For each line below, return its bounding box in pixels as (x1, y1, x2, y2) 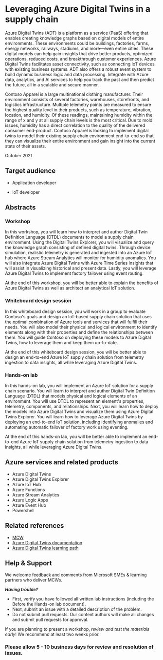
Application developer (12, 180, 56, 186)
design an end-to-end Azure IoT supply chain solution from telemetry (5, 354, 145, 360)
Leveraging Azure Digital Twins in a (5, 3, 151, 15)
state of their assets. (5, 143, 46, 149)
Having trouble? (5, 587, 38, 593)
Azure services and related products (5, 458, 118, 467)
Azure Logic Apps (12, 497, 49, 503)
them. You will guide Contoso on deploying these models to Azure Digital (5, 334, 151, 340)
